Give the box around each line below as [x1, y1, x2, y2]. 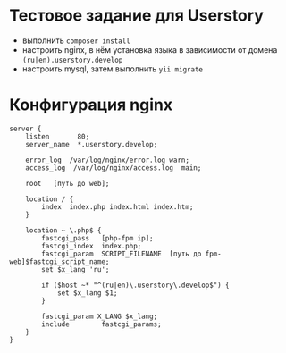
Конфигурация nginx [9, 95, 172, 115]
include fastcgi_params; [41, 319, 163, 329]
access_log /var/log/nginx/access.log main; [25, 163, 202, 172]
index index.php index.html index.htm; [41, 202, 194, 211]
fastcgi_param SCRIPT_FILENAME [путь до [41, 249, 202, 258]
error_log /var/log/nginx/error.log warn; [25, 155, 190, 164]
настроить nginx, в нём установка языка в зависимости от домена [21, 44, 278, 55]
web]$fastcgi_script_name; [9, 256, 110, 266]
